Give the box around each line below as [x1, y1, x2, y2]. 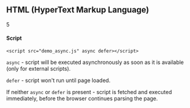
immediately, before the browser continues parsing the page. [6, 95, 158, 102]
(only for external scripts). [6, 65, 71, 72]
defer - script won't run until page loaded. [6, 77, 110, 84]
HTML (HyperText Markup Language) [6, 5, 150, 15]
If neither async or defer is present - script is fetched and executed [6, 89, 172, 96]
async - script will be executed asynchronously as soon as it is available [6, 59, 184, 66]
